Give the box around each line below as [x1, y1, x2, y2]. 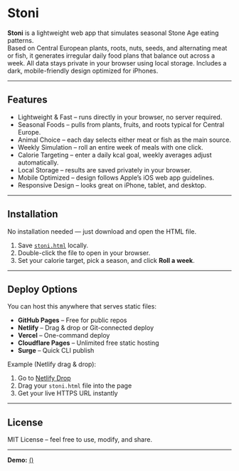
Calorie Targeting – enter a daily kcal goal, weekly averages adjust [17, 150, 212, 159]
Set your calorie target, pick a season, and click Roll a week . [17, 256, 195, 264]
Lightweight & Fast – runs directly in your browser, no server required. [17, 113, 223, 121]
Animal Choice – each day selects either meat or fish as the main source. [17, 135, 231, 144]
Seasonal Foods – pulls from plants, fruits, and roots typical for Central [17, 120, 225, 129]
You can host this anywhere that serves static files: [7, 302, 156, 311]
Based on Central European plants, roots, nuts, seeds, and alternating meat [7, 43, 228, 52]
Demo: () [7, 456, 34, 465]
